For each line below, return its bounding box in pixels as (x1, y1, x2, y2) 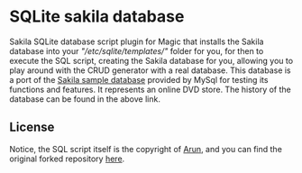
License (9, 120, 55, 135)
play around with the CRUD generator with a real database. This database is (9, 65, 291, 76)
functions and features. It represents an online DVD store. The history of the (9, 84, 291, 95)
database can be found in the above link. (9, 93, 160, 105)
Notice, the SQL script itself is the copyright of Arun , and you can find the (9, 143, 282, 154)
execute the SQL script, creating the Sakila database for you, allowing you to (9, 55, 294, 66)
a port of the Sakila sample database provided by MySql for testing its (9, 74, 269, 85)
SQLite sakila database (9, 6, 185, 27)
